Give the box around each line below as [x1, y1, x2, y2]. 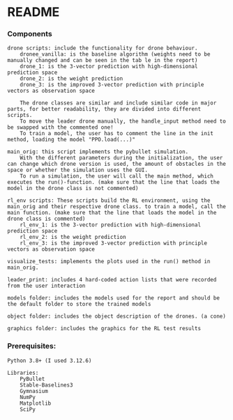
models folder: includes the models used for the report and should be [7, 295, 220, 302]
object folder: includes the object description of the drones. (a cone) [7, 313, 227, 320]
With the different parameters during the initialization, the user [20, 155, 223, 162]
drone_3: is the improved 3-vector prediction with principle [20, 81, 204, 88]
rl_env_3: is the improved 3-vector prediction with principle [20, 240, 208, 247]
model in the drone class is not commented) [7, 185, 139, 192]
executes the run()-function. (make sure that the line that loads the [7, 179, 220, 186]
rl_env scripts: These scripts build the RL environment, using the [7, 197, 211, 204]
